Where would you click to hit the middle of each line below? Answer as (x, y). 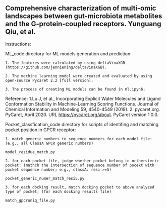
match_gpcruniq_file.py (30, 200)
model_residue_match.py (30, 152)
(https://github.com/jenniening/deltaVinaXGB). (56, 67)
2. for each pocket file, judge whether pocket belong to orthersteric (82, 161)
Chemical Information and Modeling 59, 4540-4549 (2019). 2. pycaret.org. (83, 109)
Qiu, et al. (21, 32)
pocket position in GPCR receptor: (41, 130)
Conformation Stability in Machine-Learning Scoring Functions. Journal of (82, 104)
